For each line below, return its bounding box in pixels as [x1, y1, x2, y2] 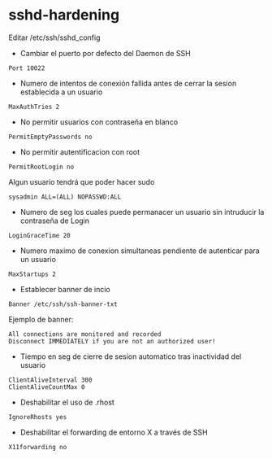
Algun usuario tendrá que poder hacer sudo [8, 177, 155, 186]
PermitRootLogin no [8, 163, 75, 171]
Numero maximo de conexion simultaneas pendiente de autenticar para [19, 246, 260, 256]
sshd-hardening [8, 6, 120, 24]
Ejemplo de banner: [8, 314, 74, 324]
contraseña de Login [19, 216, 90, 225]
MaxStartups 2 [8, 270, 57, 278]
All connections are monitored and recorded [8, 330, 162, 339]
